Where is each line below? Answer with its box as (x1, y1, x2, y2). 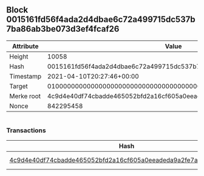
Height (9, 52, 29, 60)
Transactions (6, 126, 47, 135)
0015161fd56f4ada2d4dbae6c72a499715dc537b (6, 15, 195, 25)
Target (9, 82, 29, 90)
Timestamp (9, 72, 42, 80)
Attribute (12, 42, 39, 51)
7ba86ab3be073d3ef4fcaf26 (6, 24, 120, 34)
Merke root (9, 91, 41, 100)
